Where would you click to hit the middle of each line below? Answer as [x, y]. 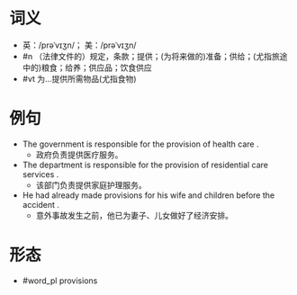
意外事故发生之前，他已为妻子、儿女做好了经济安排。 [135, 215]
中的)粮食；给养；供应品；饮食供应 [87, 67]
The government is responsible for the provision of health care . [140, 144]
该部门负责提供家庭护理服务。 [91, 184]
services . [40, 174]
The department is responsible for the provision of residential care [145, 165]
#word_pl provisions [60, 281]
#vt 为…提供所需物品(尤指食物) [79, 78]
